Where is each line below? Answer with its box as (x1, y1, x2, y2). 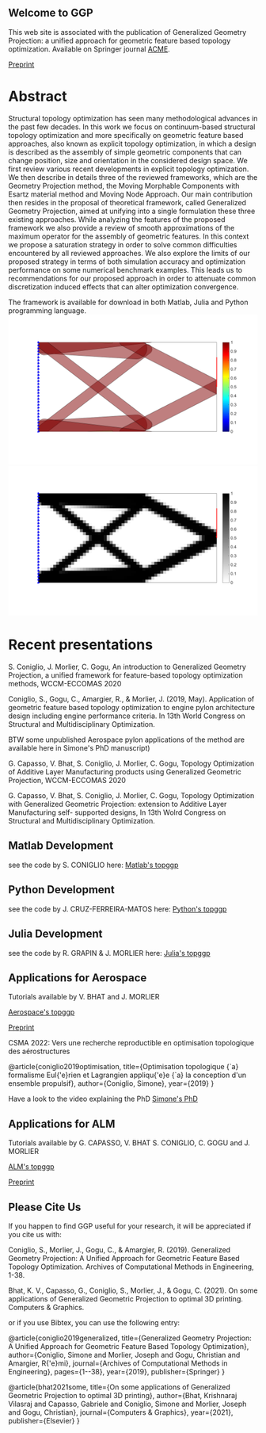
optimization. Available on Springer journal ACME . (8, 44, 170, 54)
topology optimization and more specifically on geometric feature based (8, 130, 244, 139)
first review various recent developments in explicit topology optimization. (8, 164, 249, 174)
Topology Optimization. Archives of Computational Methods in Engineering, (8, 1262, 255, 1271)
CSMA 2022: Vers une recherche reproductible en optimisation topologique (8, 1038, 255, 1048)
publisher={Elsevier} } (8, 1416, 81, 1425)
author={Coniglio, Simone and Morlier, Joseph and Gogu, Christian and (8, 1350, 241, 1359)
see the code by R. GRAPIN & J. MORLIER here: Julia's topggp (8, 948, 211, 957)
